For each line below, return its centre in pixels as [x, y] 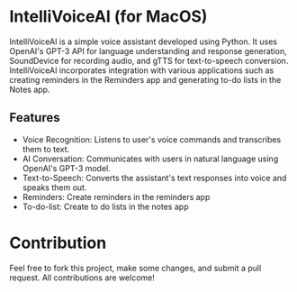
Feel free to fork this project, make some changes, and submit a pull [135, 268]
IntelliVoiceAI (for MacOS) [108, 17]
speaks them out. [54, 187]
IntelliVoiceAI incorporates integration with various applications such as [142, 70]
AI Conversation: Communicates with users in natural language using [150, 159]
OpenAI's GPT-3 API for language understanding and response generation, [148, 50]
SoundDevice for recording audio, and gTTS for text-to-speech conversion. [149, 60]
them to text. [46, 149]
